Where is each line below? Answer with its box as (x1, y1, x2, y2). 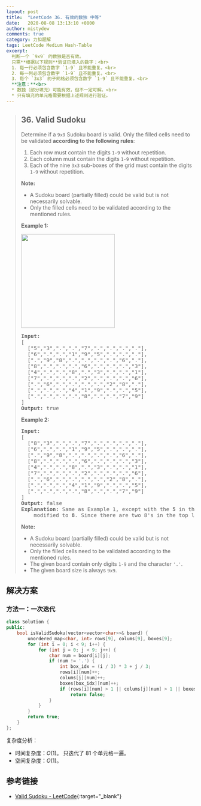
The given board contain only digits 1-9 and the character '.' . (29, 560, 183, 568)
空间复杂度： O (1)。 (14, 757, 62, 764)
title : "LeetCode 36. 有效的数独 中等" (6, 14, 102, 20)
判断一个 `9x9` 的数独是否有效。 (11, 53, 84, 59)
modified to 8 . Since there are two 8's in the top (33, 512, 188, 518)
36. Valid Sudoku (20, 115, 86, 125)
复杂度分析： (6, 736, 38, 744)
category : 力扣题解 (6, 37, 51, 43)
